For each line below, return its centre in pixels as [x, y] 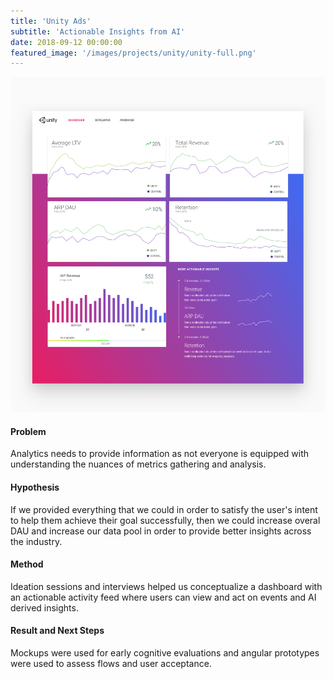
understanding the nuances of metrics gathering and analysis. [138, 464]
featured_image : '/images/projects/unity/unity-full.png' [133, 53]
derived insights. [44, 607]
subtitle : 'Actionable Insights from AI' [98, 31]
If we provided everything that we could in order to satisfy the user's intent [164, 509]
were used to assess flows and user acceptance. [111, 663]
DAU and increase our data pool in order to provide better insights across [161, 531]
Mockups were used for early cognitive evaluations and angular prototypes [165, 652]
